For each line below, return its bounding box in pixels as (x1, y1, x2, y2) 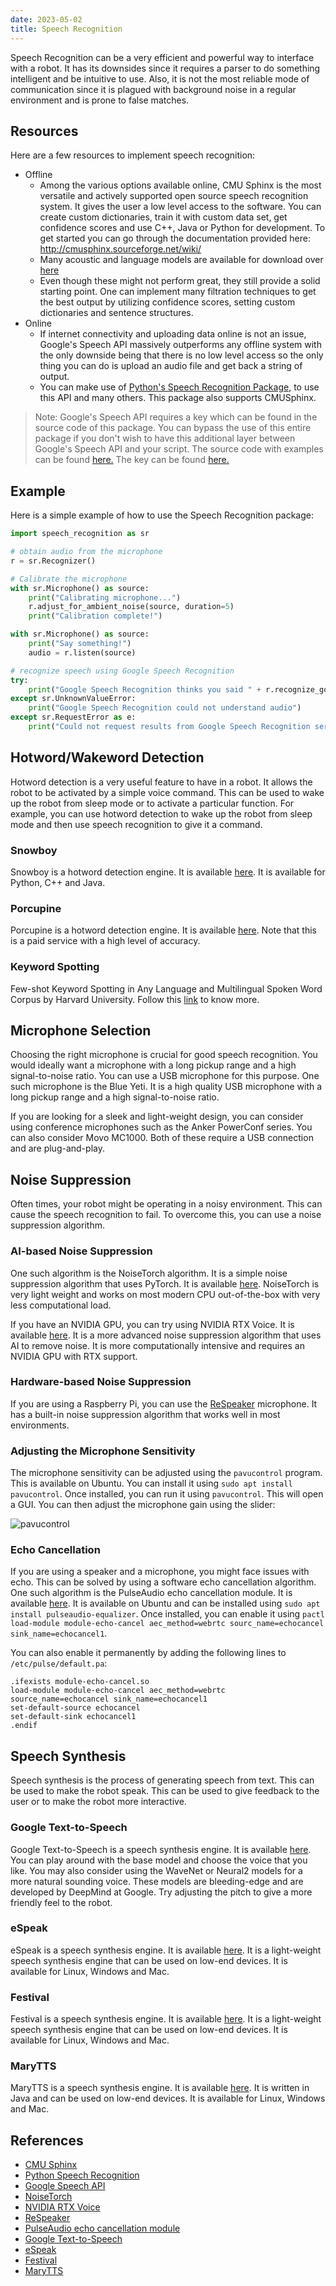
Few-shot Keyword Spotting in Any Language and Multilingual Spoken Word (10, 982, 323, 995)
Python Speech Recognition (24, 2169, 140, 2181)
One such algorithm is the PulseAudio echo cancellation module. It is (10, 1587, 293, 1599)
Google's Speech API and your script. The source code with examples (34, 443, 324, 455)
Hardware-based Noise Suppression (10, 1375, 192, 1389)
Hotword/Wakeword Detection (10, 749, 205, 766)
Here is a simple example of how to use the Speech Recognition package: (10, 509, 315, 521)
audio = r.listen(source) (28, 647, 137, 658)
